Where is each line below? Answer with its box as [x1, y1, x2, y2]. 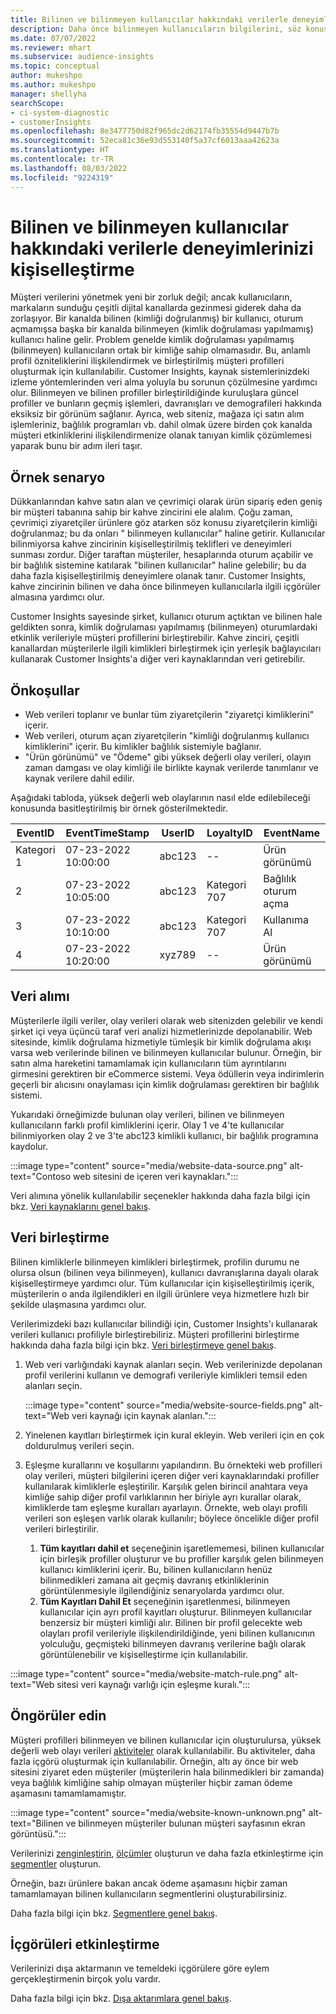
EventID [16, 826, 55, 840]
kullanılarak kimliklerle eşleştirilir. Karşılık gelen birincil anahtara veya [24, 1480, 308, 1492]
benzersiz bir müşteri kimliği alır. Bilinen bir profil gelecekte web [39, 1616, 303, 1628]
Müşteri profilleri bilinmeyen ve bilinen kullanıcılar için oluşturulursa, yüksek [10, 1734, 322, 1746]
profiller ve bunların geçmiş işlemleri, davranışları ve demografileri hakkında [10, 397, 322, 410]
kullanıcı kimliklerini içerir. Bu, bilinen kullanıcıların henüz [39, 1563, 273, 1575]
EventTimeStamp [65, 826, 150, 840]
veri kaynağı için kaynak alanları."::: [71, 1409, 217, 1421]
